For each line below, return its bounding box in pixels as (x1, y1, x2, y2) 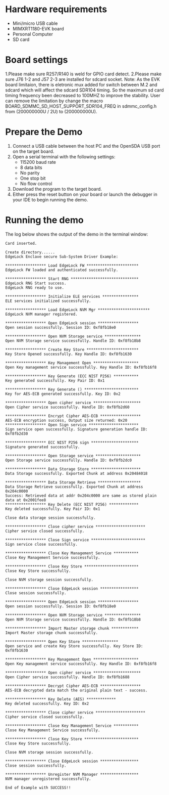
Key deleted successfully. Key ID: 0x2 (5, 701, 89, 706)
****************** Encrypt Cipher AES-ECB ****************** (5, 413, 141, 418)
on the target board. (12, 148, 54, 154)
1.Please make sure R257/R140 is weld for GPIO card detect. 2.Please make (5, 71, 162, 77)
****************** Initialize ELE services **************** (5, 294, 139, 299)
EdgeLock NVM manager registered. (5, 312, 78, 317)
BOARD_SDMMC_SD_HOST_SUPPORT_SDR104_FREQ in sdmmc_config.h (5, 103, 157, 109)
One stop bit (20, 175, 46, 181)
